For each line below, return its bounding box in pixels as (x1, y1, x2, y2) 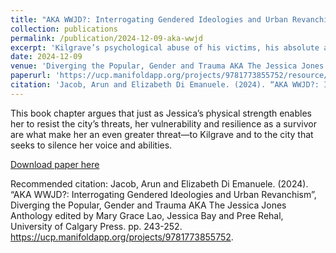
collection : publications (10, 24, 118, 34)
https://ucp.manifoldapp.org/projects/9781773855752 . (10, 231, 234, 243)
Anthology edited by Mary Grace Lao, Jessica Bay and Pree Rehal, (10, 209, 284, 221)
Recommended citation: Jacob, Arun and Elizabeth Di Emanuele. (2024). (10, 177, 309, 190)
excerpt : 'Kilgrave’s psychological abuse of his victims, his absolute (10, 42, 320, 53)
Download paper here (10, 158, 100, 170)
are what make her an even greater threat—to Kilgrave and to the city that (10, 128, 314, 140)
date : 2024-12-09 (10, 52, 83, 62)
